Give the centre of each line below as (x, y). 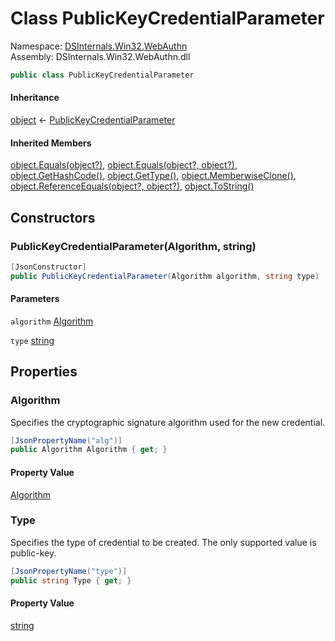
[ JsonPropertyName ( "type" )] (69, 571)
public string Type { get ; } (71, 580)
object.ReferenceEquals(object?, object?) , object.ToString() (132, 186)
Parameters (35, 299)
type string (32, 340)
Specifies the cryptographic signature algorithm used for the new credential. (168, 422)
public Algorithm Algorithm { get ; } (89, 450)
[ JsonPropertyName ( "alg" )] (66, 440)
